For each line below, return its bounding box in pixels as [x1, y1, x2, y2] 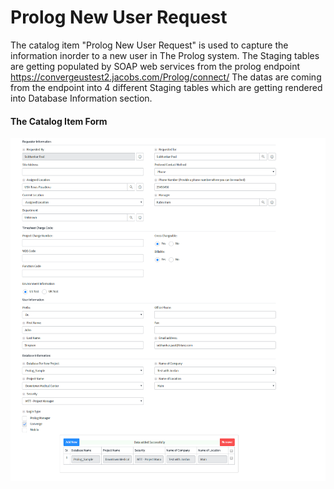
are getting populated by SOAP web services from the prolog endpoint [10, 60, 301, 72]
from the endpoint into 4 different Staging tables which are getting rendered [10, 81, 323, 93]
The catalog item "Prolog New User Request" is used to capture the [10, 39, 289, 51]
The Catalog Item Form [10, 115, 108, 127]
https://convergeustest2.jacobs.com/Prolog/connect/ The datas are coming [10, 71, 322, 83]
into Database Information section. [10, 92, 153, 104]
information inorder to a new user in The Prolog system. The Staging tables [10, 49, 320, 61]
